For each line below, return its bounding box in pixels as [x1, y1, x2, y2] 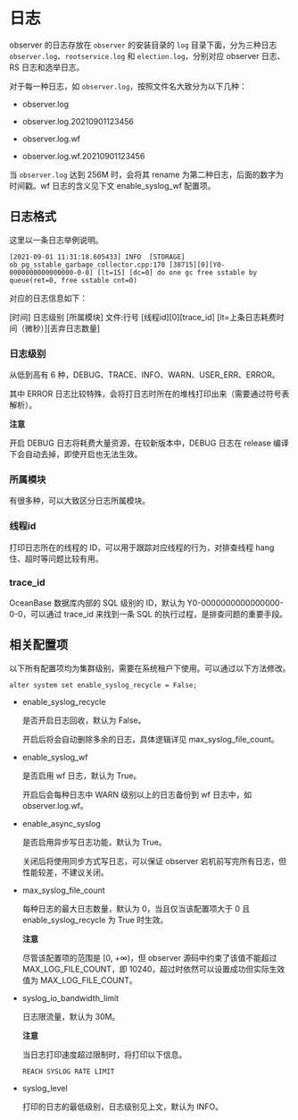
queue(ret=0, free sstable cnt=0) [9, 276, 138, 284]
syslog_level [21, 1082, 69, 1093]
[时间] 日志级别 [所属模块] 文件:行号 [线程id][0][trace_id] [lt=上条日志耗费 [9, 311, 277, 322]
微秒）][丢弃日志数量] [24, 323, 101, 334]
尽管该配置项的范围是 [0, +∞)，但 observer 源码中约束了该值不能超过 [21, 952, 277, 963]
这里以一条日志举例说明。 [9, 234, 103, 245]
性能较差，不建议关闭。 [21, 867, 109, 878]
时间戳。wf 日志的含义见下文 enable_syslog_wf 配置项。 [9, 180, 216, 191]
